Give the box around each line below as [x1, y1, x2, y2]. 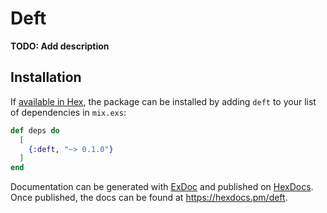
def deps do [10, 125, 60, 136]
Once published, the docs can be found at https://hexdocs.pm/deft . [10, 192, 288, 204]
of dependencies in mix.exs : [10, 106, 127, 118]
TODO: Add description [10, 40, 110, 52]
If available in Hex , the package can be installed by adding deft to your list [10, 95, 317, 107]
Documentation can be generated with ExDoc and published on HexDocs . [10, 181, 314, 193]
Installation [10, 69, 82, 86]
